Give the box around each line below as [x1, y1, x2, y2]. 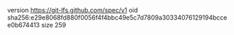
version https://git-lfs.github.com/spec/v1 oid [7, 6, 138, 14]
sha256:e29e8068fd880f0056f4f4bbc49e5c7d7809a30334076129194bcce [7, 13, 228, 22]
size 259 [41, 21, 67, 29]
